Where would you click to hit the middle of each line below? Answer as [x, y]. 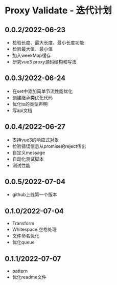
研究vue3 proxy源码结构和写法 [44, 62]
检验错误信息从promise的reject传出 [49, 146]
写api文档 [22, 110]
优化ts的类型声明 [30, 104]
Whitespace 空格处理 [34, 229]
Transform [23, 224]
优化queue [24, 242]
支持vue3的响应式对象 [36, 140]
